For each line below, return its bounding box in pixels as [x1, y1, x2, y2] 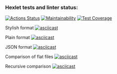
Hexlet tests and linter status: [5, 4, 78, 11]
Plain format [5, 34, 30, 41]
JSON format [5, 44, 32, 50]
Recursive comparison [5, 64, 51, 70]
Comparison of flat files [5, 54, 54, 60]
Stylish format [5, 25, 34, 31]
